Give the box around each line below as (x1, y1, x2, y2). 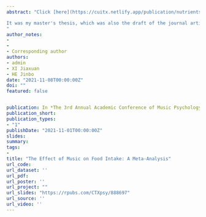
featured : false (6, 88, 48, 95)
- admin (6, 59, 26, 66)
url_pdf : (6, 172, 29, 179)
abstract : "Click (6, 9, 51, 15)
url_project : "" (6, 184, 48, 190)
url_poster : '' (6, 178, 45, 185)
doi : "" (6, 83, 26, 89)
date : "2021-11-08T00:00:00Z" (6, 77, 84, 83)
